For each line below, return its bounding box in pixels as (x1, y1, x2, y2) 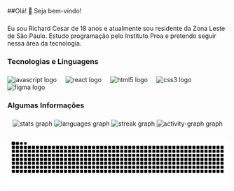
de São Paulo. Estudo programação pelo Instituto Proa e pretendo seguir (7, 32, 216, 40)
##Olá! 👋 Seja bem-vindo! (7, 7, 82, 15)
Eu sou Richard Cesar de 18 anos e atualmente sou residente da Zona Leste (7, 24, 226, 32)
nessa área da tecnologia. (7, 39, 82, 47)
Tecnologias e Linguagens (7, 56, 99, 66)
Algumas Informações (7, 100, 85, 110)
